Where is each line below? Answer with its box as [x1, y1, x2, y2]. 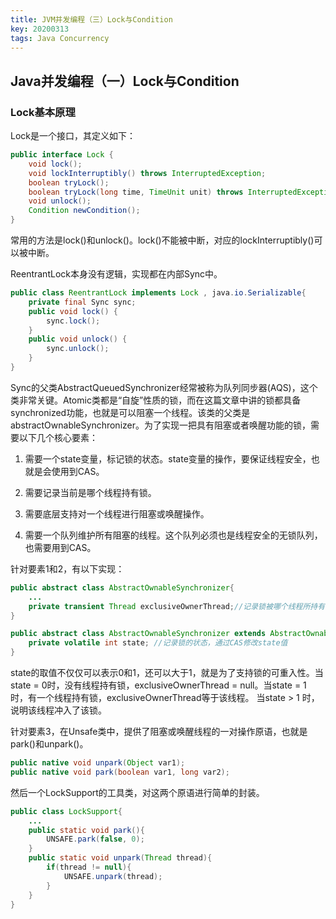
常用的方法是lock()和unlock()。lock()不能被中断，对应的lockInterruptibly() [10, 234, 315, 246]
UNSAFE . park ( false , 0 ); [46, 834, 145, 845]
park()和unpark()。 [10, 738, 89, 750]
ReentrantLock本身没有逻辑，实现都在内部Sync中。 [10, 268, 223, 280]
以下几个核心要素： [18, 431, 98, 443]
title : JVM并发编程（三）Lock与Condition [10, 14, 173, 25]
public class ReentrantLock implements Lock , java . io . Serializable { [10, 288, 307, 298]
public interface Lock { [10, 150, 114, 160]
